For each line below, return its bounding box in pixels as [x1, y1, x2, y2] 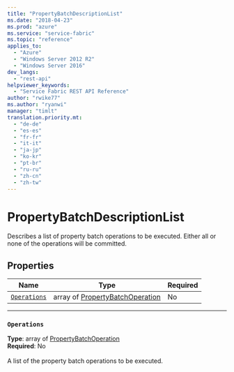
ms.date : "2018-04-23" [7, 17, 73, 24]
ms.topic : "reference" [7, 36, 73, 43]
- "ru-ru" [13, 165, 42, 173]
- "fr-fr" [13, 133, 42, 140]
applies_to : [7, 43, 42, 50]
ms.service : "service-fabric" [7, 29, 95, 37]
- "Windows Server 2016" [13, 62, 86, 69]
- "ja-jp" [13, 147, 42, 154]
